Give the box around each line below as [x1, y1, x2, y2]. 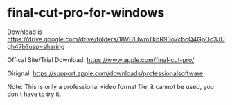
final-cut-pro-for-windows [7, 5, 165, 21]
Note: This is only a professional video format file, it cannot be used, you [7, 82, 215, 90]
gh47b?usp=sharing [7, 42, 65, 50]
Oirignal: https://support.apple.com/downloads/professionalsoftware [7, 69, 204, 77]
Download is [7, 28, 43, 36]
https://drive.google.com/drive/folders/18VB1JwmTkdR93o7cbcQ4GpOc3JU [7, 35, 225, 43]
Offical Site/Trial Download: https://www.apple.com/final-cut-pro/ [7, 55, 195, 64]
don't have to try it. [7, 90, 62, 98]
